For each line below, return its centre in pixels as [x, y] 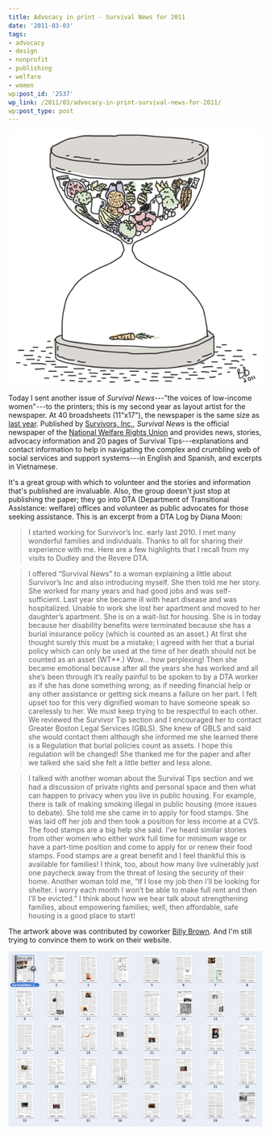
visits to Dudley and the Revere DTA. [88, 559]
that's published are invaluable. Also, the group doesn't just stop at [119, 491]
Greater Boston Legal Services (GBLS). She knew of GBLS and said [139, 728]
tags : [17, 34]
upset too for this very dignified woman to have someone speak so [139, 702]
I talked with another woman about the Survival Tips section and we [141, 778]
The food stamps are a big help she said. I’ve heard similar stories [137, 830]
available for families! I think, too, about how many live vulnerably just [143, 864]
